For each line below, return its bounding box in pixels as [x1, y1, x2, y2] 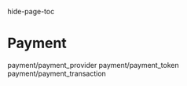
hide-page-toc [7, 7, 55, 16]
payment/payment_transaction [7, 69, 107, 78]
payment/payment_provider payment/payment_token [7, 60, 179, 69]
